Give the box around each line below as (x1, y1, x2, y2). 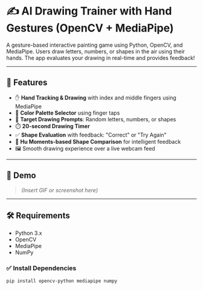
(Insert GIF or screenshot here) (21, 186, 98, 194)
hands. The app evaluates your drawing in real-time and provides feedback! (6, 54, 195, 61)
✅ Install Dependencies (6, 264, 77, 272)
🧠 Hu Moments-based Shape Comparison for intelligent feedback (14, 138, 181, 145)
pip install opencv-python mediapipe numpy (6, 278, 118, 284)
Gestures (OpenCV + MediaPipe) (6, 21, 174, 35)
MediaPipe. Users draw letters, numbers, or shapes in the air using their (6, 47, 185, 55)
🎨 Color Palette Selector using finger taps (14, 109, 120, 116)
